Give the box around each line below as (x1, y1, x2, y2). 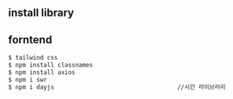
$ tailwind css (8, 54, 58, 62)
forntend (8, 33, 53, 46)
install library (8, 6, 75, 20)
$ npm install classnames (8, 61, 93, 69)
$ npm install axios (8, 68, 76, 76)
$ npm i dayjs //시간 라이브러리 (8, 82, 226, 91)
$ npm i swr (8, 75, 47, 83)
